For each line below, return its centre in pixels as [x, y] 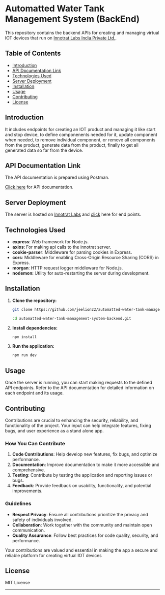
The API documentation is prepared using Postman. [57, 177]
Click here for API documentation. [39, 187]
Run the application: [33, 346]
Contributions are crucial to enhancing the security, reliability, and [72, 420]
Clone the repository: [34, 300]
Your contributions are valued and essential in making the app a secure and [82, 550]
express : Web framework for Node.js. [51, 242]
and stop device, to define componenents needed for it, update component [81, 134]
